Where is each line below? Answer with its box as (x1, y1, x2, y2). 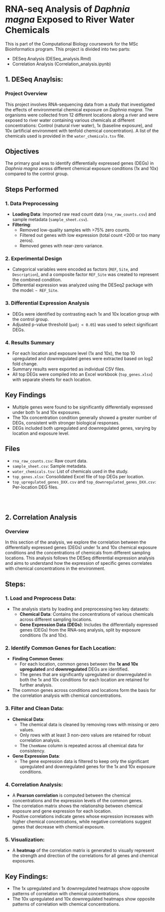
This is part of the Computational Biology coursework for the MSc (5, 41, 138, 46)
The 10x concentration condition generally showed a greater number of (12, 414, 157, 420)
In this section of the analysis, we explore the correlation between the (5, 539, 147, 545)
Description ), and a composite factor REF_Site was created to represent (12, 272, 159, 277)
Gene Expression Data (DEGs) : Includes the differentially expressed (19, 622, 158, 628)
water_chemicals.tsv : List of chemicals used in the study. (12, 468, 129, 474)
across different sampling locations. (19, 617, 93, 623)
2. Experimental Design (5, 255, 63, 262)
